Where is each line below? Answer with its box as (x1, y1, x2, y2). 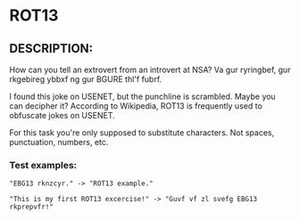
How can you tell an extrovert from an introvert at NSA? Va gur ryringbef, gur (9, 64, 291, 75)
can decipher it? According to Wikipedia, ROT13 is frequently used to (9, 101, 263, 111)
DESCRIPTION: (9, 41, 94, 56)
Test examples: (9, 159, 78, 171)
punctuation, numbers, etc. (9, 137, 109, 147)
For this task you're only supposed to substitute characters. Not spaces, (9, 127, 275, 138)
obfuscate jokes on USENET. (9, 110, 115, 120)
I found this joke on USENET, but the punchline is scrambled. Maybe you (9, 91, 276, 102)
